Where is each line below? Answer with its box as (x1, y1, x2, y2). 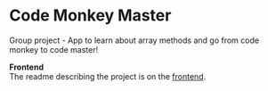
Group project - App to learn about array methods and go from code (9, 35, 260, 45)
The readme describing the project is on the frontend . (9, 70, 207, 81)
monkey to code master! (9, 44, 99, 54)
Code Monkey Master (9, 5, 172, 26)
